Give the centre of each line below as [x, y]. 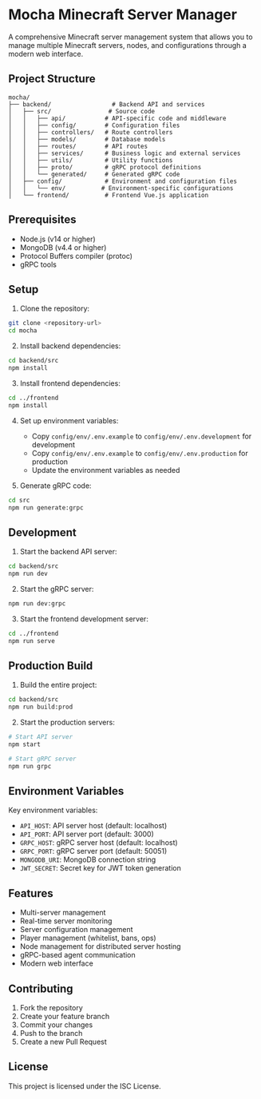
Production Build [51, 666]
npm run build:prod [41, 707]
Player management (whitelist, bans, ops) [88, 938]
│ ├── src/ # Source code [82, 111]
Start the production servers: [67, 722]
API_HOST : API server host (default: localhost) [93, 826]
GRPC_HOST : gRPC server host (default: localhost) [99, 843]
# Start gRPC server [43, 759]
